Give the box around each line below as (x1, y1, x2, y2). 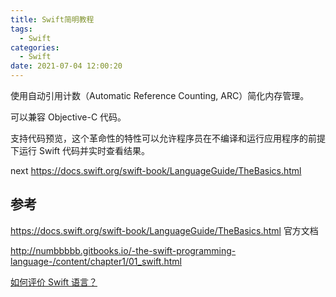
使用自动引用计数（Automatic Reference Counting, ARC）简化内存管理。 (10, 90, 310, 101)
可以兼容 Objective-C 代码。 (10, 111, 127, 123)
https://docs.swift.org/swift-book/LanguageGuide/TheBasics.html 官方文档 (10, 224, 319, 236)
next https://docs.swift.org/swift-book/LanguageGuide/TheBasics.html (10, 165, 302, 176)
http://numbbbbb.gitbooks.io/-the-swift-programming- (10, 244, 237, 256)
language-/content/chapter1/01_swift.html (10, 255, 182, 267)
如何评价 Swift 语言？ (10, 276, 98, 288)
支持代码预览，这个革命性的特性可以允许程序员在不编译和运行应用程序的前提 (10, 132, 326, 144)
